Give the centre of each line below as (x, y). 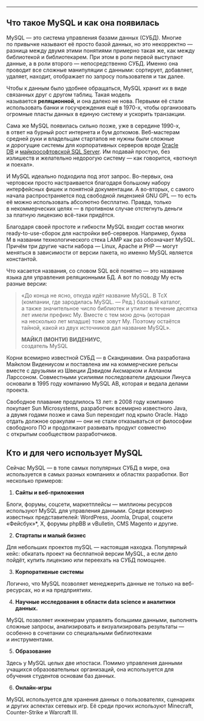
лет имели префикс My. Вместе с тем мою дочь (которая (95, 315)
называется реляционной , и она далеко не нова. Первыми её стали (95, 101)
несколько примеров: (35, 480)
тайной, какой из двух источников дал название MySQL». (96, 327)
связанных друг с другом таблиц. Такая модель (69, 94)
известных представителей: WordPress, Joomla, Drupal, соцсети (90, 517)
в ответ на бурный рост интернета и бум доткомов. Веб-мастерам (93, 132)
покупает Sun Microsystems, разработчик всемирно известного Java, (97, 408)
